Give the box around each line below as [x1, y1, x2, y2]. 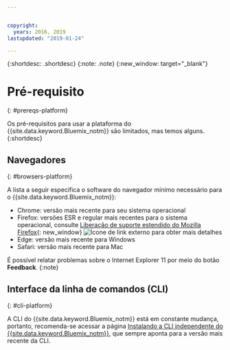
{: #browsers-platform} [7, 172, 73, 180]
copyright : [7, 22, 38, 29]
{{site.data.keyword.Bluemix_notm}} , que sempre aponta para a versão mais [7, 329, 223, 337]
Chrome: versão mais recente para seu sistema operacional [16, 207, 186, 215]
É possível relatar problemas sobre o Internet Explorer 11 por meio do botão [7, 256, 220, 264]
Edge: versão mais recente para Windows [16, 235, 135, 244]
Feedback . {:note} [7, 264, 59, 272]
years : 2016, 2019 [13, 28, 67, 35]
